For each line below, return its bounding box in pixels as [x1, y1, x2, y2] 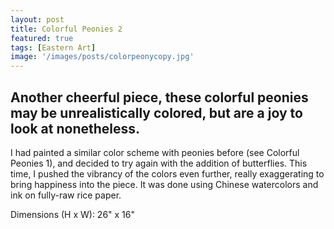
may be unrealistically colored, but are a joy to [10, 104, 303, 121]
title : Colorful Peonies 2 [10, 24, 123, 34]
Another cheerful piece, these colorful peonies [10, 89, 309, 106]
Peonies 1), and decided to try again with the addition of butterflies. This [10, 157, 308, 169]
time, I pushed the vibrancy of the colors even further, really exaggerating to [10, 167, 325, 180]
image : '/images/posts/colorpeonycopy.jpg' [10, 52, 195, 62]
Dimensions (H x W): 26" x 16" [10, 208, 136, 220]
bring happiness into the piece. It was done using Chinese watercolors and [10, 178, 319, 190]
